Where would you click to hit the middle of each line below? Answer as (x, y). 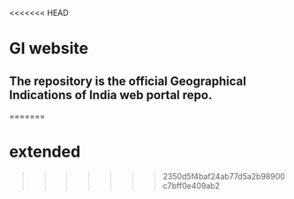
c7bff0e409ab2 (192, 186)
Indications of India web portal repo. (111, 95)
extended (45, 152)
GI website (49, 49)
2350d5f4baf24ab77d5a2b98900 (224, 176)
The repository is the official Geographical (128, 81)
